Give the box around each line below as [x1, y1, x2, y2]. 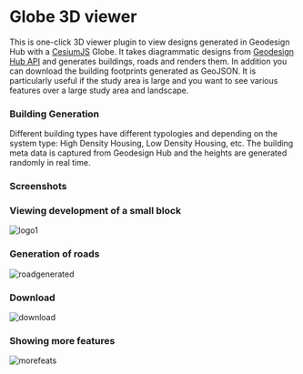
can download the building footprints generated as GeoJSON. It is [9, 66, 257, 76]
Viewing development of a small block [9, 205, 182, 217]
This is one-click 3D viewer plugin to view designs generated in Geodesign [9, 36, 290, 47]
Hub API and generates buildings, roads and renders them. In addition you [9, 56, 288, 66]
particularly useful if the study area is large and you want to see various [9, 75, 278, 86]
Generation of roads [9, 248, 100, 260]
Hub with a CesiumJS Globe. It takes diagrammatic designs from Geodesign [9, 45, 294, 56]
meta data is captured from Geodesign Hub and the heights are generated [9, 147, 288, 158]
